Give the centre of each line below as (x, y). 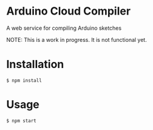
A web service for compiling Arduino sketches (64, 28)
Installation (35, 64)
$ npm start (21, 121)
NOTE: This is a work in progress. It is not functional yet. (76, 39)
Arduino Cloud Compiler (69, 11)
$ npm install (24, 80)
